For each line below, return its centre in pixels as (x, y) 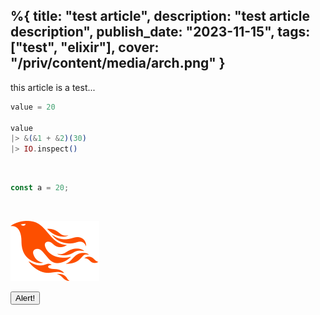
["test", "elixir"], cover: (85, 47)
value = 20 (33, 107)
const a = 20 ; (40, 188)
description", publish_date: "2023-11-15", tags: (160, 32)
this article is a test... (53, 87)
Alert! (25, 298)
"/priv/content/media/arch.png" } (118, 63)
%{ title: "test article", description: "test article (160, 16)
